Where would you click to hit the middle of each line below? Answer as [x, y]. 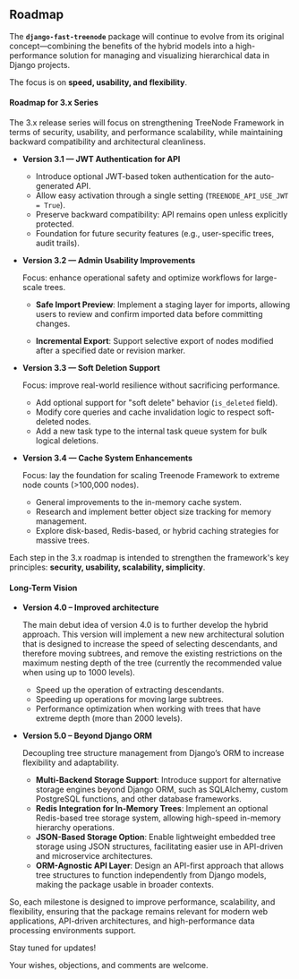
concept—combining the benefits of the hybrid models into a [122, 46]
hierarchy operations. [75, 828]
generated [55, 186]
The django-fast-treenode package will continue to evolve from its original [147, 36]
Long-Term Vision [43, 588]
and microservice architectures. [94, 856]
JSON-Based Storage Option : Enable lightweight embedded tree [155, 837]
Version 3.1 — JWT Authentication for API [101, 159]
